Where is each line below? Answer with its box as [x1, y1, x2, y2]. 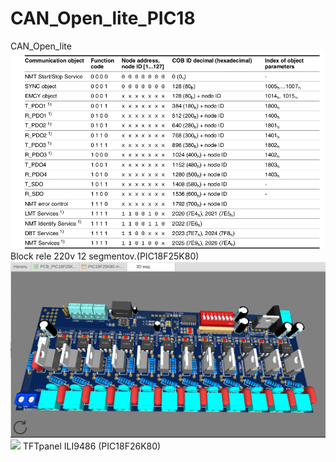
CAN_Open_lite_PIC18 [10, 7, 196, 30]
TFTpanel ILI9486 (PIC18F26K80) [22, 440, 162, 452]
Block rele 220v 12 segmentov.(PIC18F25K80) [10, 250, 200, 262]
